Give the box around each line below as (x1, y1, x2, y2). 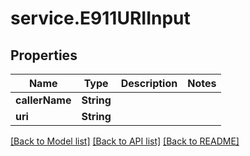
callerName (15, 93, 72, 107)
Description (120, 77, 178, 90)
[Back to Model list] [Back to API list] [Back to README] (10, 135, 240, 147)
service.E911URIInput (10, 7, 191, 30)
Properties (10, 47, 78, 64)
